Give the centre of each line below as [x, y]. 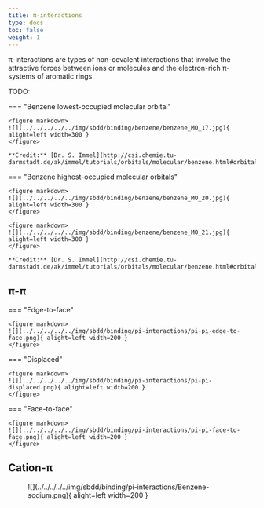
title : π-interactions [45, 15]
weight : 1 [24, 37]
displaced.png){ [35, 388]
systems [22, 76]
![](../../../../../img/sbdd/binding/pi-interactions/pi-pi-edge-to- [125, 331]
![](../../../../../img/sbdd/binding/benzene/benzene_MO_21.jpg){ [119, 232]
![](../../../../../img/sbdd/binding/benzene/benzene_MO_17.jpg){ [119, 128]
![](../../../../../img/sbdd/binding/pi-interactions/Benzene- [119, 487]
